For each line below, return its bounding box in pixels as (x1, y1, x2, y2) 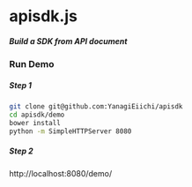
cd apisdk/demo (9, 110, 65, 119)
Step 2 (9, 146, 33, 156)
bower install (9, 118, 62, 127)
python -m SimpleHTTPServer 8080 (9, 126, 132, 136)
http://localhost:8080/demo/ (9, 168, 113, 178)
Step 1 (9, 79, 33, 90)
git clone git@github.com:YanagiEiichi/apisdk (9, 102, 183, 111)
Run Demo (9, 58, 55, 71)
